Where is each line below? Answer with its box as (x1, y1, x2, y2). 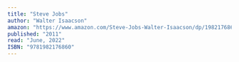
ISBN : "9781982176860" (7, 43, 75, 51)
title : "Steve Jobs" (7, 10, 69, 18)
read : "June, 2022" (7, 37, 65, 44)
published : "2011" (7, 30, 62, 38)
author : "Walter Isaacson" (7, 17, 87, 24)
